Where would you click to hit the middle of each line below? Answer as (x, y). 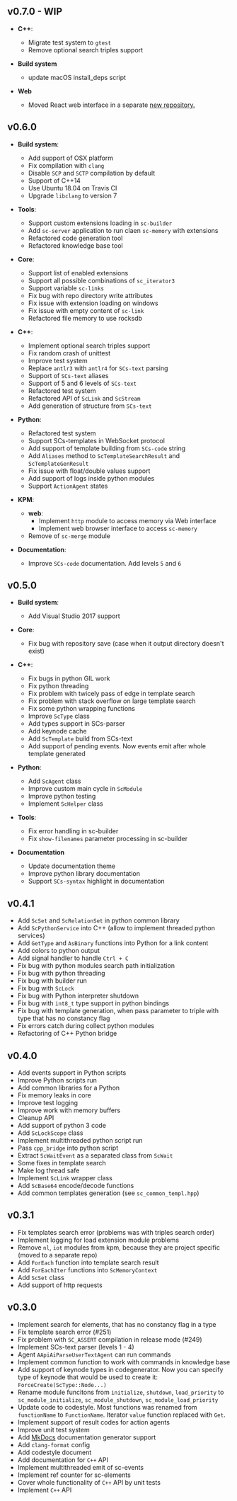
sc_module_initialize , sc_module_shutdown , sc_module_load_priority (118, 1399)
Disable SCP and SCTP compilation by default (92, 173)
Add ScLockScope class (50, 1133)
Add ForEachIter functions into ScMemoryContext (87, 1269)
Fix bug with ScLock (46, 988)
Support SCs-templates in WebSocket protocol (96, 440)
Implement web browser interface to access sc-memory (118, 528)
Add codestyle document (54, 1452)
